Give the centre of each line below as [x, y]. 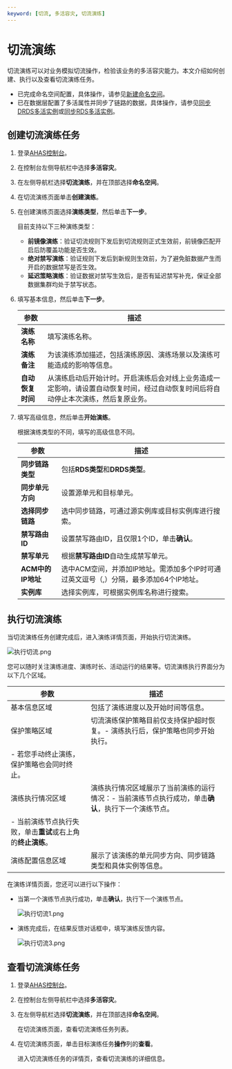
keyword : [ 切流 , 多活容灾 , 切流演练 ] [56, 14]
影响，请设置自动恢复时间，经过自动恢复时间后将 [134, 388]
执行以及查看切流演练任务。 [58, 79]
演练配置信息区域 [39, 861]
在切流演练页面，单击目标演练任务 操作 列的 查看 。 [87, 1044]
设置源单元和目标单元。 [99, 493]
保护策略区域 [32, 731]
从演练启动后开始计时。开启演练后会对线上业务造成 [130, 378]
